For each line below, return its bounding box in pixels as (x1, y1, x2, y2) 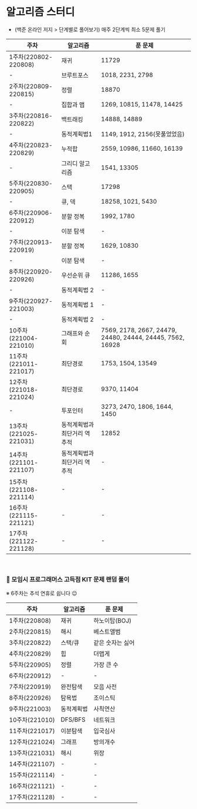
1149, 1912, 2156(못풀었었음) (101, 130, 185, 138)
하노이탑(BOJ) (93, 617, 132, 625)
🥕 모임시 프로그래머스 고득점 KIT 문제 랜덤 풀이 (6, 575, 130, 583)
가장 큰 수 (93, 661, 119, 669)
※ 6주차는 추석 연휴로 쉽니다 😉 (6, 590, 77, 597)
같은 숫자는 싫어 (93, 639, 135, 647)
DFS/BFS (60, 715, 86, 724)
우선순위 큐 (61, 271, 90, 279)
